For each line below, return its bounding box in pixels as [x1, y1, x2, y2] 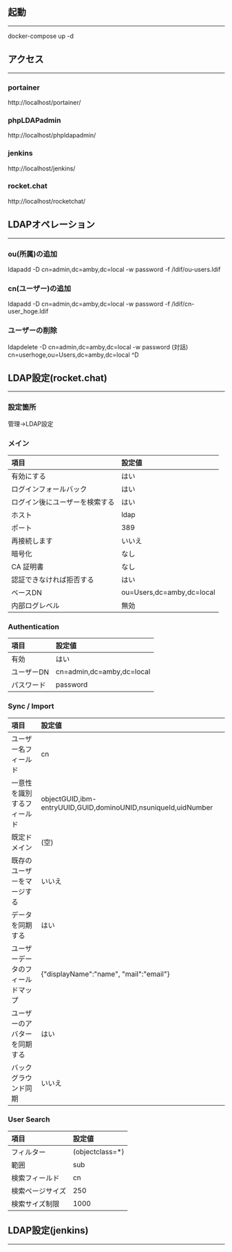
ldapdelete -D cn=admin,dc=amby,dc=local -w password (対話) [8, 342, 189, 351]
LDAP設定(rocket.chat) [8, 372, 107, 384]
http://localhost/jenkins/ [8, 164, 76, 173]
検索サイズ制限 [11, 1199, 60, 1209]
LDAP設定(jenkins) [8, 1224, 89, 1237]
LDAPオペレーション [8, 219, 96, 231]
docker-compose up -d [8, 32, 74, 40]
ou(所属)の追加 [8, 249, 58, 259]
